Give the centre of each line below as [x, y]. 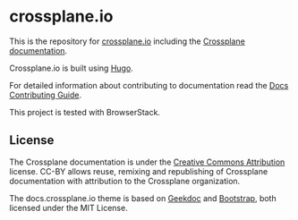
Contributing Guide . [46, 95]
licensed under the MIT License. [68, 207]
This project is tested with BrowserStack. [85, 112]
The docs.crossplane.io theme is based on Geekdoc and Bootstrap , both [143, 198]
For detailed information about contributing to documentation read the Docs [149, 85]
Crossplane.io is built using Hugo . [72, 68]
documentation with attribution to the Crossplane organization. [125, 181]
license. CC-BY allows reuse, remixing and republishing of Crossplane [139, 171]
